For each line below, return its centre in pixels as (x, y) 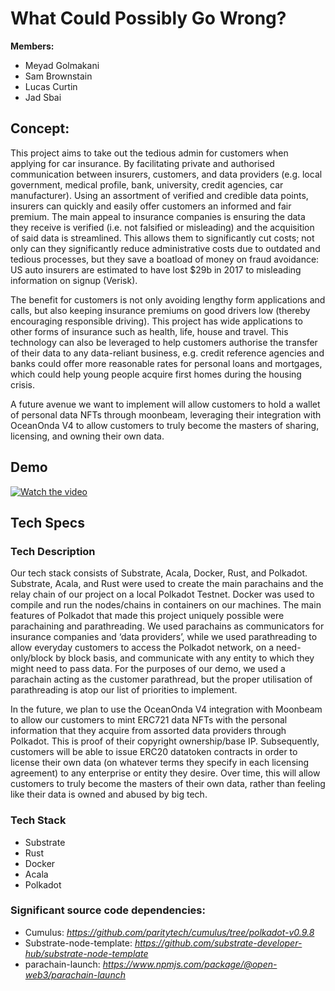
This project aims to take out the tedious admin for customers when (149, 153)
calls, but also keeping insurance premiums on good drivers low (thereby (160, 310)
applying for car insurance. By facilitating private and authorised (142, 163)
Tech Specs (47, 522)
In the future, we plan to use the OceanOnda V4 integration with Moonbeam (166, 709)
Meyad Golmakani (62, 65)
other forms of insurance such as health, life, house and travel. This (149, 331)
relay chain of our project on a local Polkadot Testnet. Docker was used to (162, 594)
